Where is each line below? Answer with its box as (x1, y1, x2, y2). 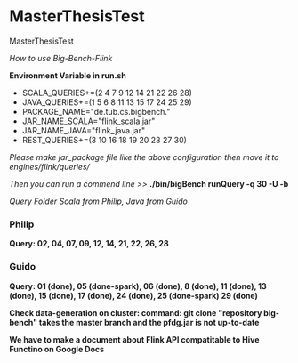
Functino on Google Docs (9, 343, 105, 354)
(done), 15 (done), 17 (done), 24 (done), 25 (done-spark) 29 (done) (9, 290, 258, 301)
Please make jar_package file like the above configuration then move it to (9, 151, 279, 162)
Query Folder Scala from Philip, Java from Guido (9, 196, 189, 206)
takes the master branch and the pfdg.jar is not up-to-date (38, 317, 260, 327)
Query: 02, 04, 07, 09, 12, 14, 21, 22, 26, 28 (9, 238, 169, 249)
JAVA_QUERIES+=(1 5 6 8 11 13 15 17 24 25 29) (21, 96, 193, 108)
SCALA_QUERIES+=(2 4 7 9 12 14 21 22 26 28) (21, 87, 193, 98)
